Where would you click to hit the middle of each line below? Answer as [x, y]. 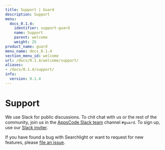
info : [11, 74]
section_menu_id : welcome [32, 56]
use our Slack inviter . [27, 127]
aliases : [14, 65]
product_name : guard [27, 47]
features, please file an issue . [35, 142]
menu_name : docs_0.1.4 [29, 51]
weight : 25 [25, 42]
